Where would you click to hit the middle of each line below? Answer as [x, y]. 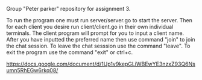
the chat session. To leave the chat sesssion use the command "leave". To [99, 46]
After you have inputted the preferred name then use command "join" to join [101, 39]
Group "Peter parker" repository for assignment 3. [68, 9]
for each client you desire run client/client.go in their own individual [90, 27]
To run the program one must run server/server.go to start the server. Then [99, 20]
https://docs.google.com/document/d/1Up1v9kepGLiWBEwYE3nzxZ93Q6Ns [101, 64]
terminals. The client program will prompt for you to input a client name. [95, 33]
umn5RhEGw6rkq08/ [32, 70]
